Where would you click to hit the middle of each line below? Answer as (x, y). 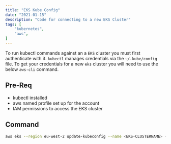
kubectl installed (30, 98)
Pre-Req (19, 86)
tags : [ (13, 24)
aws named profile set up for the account (56, 103)
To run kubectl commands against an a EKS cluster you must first (73, 53)
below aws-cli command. (32, 69)
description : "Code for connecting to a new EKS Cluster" (68, 19)
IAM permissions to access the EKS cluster (58, 108)
